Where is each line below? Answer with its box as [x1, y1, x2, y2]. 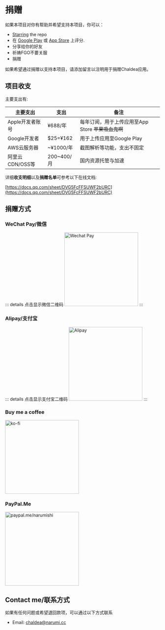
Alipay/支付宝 [5, 315, 38, 322]
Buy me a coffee [5, 408, 45, 415]
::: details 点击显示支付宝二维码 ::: [5, 396, 148, 402]
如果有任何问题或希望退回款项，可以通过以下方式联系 [5, 610, 113, 616]
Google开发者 [7, 135, 39, 142]
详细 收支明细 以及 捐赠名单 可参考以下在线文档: [5, 174, 97, 180]
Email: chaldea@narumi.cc [12, 620, 66, 626]
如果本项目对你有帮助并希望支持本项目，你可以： [5, 22, 104, 28]
